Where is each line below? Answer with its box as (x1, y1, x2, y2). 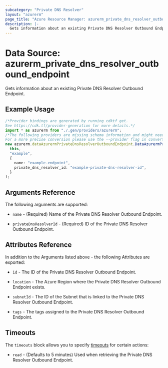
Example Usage (5, 105, 55, 114)
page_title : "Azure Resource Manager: (5, 17, 86, 22)
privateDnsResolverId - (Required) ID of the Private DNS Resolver (12, 221, 148, 227)
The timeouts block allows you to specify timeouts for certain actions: (5, 341, 149, 348)
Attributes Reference (5, 241, 72, 249)
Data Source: (5, 48, 60, 59)
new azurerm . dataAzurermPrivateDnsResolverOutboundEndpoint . (5, 142, 135, 147)
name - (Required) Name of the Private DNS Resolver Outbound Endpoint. (12, 211, 162, 217)
